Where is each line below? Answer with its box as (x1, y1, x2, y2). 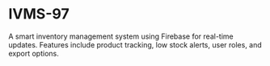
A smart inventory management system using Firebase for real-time (8, 31, 234, 41)
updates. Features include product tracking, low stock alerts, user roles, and (8, 39, 263, 49)
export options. (8, 48, 59, 58)
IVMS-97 (8, 5, 70, 23)
